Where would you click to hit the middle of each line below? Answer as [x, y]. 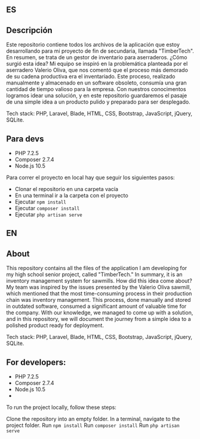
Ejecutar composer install [47, 208]
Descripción [29, 30]
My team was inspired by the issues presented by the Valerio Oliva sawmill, [99, 287]
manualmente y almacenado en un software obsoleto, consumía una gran [96, 83]
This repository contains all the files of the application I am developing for [97, 268]
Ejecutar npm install [41, 202]
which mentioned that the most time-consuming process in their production [99, 293]
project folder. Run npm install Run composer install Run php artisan [93, 425]
